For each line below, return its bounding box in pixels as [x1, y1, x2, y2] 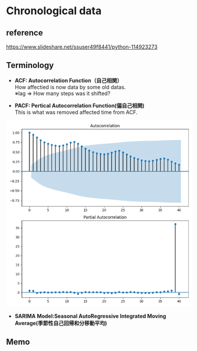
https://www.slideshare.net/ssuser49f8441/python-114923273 [6, 43, 158, 50]
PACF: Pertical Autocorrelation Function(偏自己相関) [14, 102, 145, 109]
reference [6, 28, 43, 38]
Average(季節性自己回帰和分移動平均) [14, 319, 107, 326]
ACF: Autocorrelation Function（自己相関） [14, 77, 123, 84]
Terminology [6, 60, 54, 70]
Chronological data [6, 4, 102, 18]
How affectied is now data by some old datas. [14, 83, 126, 90]
